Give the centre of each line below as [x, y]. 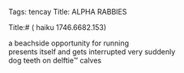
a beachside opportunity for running [69, 43]
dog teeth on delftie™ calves [55, 60]
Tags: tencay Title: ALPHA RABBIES [68, 12]
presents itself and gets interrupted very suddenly [92, 52]
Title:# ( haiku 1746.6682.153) [58, 27]
